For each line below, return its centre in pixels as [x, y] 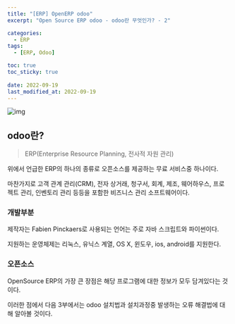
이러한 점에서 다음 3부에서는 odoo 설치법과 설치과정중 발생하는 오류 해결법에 [113, 304]
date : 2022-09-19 [33, 85]
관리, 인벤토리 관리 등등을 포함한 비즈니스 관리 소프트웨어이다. [105, 193]
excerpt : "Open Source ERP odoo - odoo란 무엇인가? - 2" [89, 20]
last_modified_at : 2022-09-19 [52, 92]
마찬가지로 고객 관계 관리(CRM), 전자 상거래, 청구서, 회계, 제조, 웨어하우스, [109, 184]
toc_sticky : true [33, 72]
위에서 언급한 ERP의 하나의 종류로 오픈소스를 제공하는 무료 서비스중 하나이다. [113, 169]
